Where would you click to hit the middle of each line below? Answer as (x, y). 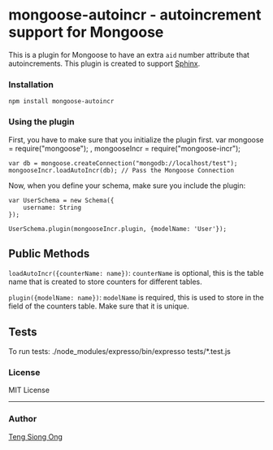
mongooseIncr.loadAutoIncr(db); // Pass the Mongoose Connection (121, 170)
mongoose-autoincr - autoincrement (135, 15)
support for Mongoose (86, 32)
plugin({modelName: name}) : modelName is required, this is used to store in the (136, 298)
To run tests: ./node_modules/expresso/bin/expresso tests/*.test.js (120, 352)
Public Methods (49, 253)
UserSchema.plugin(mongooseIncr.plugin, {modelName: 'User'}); (118, 229)
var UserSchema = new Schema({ (61, 200)
